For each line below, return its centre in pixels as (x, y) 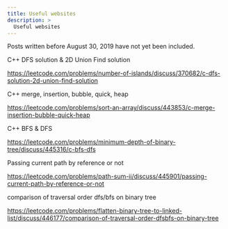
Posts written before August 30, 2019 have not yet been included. (101, 47)
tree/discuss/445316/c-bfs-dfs (51, 150)
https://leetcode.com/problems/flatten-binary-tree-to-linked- (95, 211)
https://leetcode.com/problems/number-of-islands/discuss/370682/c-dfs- (114, 73)
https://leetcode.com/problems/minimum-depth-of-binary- (91, 142)
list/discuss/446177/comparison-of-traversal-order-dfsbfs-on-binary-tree (113, 218)
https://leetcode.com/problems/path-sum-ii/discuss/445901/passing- (107, 176)
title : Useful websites (42, 14)
